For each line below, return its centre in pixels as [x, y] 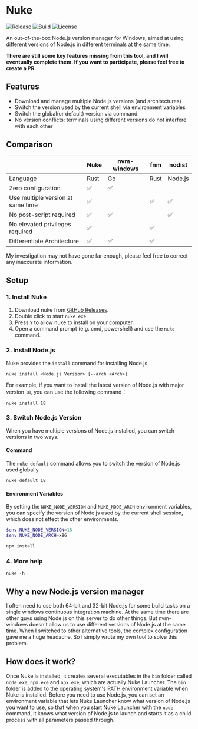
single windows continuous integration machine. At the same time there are [98, 612]
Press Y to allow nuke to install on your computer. [74, 322]
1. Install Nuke [27, 297]
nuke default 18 [26, 481]
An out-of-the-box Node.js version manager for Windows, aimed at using [95, 38]
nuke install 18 [26, 403]
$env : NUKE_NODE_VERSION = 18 [39, 530]
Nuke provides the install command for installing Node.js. [77, 363]
